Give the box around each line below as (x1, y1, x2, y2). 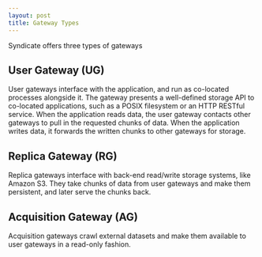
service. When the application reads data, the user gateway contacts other (8, 110, 251, 119)
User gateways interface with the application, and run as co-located (8, 85, 230, 94)
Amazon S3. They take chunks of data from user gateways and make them (8, 179, 251, 188)
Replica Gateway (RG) (8, 149, 118, 163)
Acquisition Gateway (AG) (8, 210, 138, 224)
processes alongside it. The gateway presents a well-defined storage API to (8, 93, 255, 103)
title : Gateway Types (8, 19, 80, 27)
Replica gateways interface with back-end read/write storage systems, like (8, 171, 251, 180)
